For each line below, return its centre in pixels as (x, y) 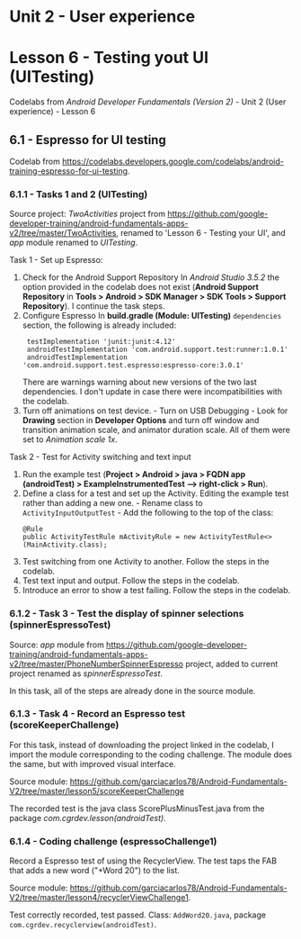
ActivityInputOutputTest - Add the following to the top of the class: (148, 513)
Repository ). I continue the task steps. (93, 306)
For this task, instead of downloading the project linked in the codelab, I (142, 745)
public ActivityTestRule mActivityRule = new (109, 537)
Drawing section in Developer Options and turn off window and (141, 420)
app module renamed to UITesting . (74, 243)
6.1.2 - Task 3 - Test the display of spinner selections (127, 614)
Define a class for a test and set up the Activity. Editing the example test (155, 493)
